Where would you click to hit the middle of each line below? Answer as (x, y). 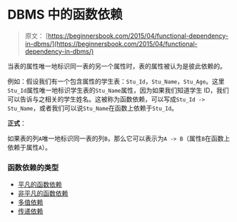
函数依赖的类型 (33, 167)
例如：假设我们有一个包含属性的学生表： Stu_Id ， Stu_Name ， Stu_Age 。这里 (116, 81)
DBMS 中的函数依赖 (65, 15)
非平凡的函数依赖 (43, 193)
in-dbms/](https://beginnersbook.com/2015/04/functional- (111, 44)
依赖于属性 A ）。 (30, 147)
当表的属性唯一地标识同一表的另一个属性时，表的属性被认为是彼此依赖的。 (117, 66)
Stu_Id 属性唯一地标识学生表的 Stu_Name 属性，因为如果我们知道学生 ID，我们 (118, 90)
